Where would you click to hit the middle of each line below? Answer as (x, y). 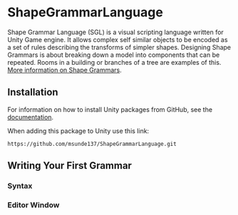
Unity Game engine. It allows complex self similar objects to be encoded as (118, 39)
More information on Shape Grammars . (65, 70)
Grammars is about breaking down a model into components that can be (114, 55)
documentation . (31, 117)
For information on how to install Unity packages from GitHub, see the (110, 109)
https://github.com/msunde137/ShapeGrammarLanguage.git (92, 144)
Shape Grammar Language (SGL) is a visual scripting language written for (116, 32)
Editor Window (33, 205)
